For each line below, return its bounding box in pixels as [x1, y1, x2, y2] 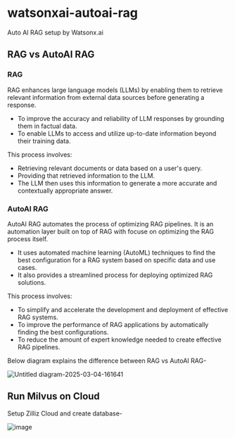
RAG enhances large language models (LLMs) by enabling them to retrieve [7, 86, 223, 94]
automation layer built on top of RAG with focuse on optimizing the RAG [7, 227, 215, 236]
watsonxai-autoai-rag [7, 5, 139, 21]
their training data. [17, 136, 71, 145]
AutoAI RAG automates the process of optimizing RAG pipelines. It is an [7, 219, 214, 228]
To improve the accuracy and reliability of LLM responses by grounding [17, 114, 224, 122]
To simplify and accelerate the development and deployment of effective [17, 305, 229, 314]
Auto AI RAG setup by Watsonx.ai [7, 28, 104, 37]
